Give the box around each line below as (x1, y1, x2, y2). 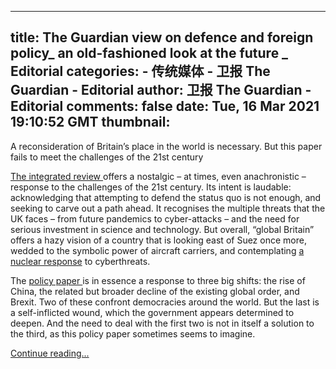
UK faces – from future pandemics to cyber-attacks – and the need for (10, 212, 300, 225)
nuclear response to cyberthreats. (10, 255, 151, 267)
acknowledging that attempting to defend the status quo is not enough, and (10, 191, 322, 203)
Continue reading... (10, 347, 90, 359)
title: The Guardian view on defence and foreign (10, 29, 314, 46)
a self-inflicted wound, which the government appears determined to (10, 306, 295, 318)
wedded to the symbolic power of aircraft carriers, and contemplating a (10, 244, 305, 256)
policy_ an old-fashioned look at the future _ (10, 45, 289, 62)
